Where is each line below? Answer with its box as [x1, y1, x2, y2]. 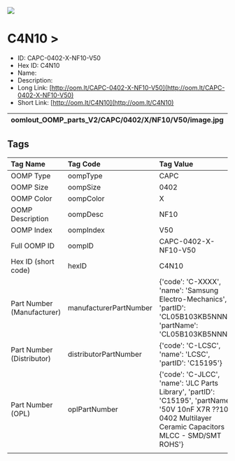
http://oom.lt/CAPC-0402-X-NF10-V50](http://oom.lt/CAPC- [51, 83, 225, 92]
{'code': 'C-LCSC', [159, 340, 221, 350]
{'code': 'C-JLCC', [159, 369, 220, 379]
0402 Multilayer [159, 413, 212, 423]
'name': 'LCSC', [159, 349, 211, 359]
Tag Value [159, 159, 194, 169]
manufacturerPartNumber [67, 303, 152, 313]
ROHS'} [159, 439, 184, 449]
